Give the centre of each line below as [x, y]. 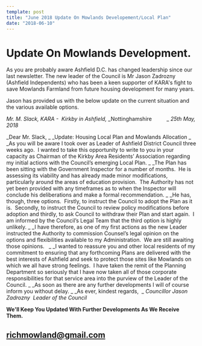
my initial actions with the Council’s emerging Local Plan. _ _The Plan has [96, 163]
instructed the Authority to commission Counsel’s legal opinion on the [93, 233]
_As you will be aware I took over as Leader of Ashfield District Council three [101, 143]
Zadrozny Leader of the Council [47, 298]
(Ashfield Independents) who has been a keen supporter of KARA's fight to [99, 83]
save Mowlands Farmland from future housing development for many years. [100, 89]
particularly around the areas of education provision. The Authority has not [100, 182]
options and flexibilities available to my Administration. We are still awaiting [100, 240]
